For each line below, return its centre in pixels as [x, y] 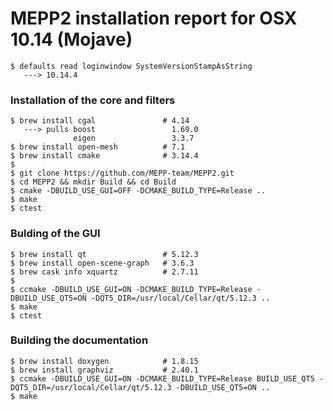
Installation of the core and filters [93, 100]
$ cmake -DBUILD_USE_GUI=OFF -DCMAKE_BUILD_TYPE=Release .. [138, 191]
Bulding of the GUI [55, 234]
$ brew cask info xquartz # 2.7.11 [104, 272]
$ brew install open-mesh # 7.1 [98, 147]
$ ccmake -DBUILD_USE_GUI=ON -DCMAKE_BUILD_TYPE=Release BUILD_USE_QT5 [162, 378]
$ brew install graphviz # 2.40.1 [104, 370]
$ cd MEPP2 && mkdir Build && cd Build [93, 182]
